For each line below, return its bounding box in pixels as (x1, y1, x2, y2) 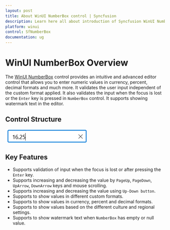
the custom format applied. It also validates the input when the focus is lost (5, 90, 162, 96)
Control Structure (5, 115, 62, 124)
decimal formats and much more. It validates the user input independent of (5, 84, 161, 90)
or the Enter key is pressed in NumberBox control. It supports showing (5, 95, 148, 101)
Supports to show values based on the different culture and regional (12, 204, 155, 210)
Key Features (5, 153, 48, 161)
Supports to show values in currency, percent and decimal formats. (12, 198, 153, 204)
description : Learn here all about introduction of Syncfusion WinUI (5, 19, 155, 24)
